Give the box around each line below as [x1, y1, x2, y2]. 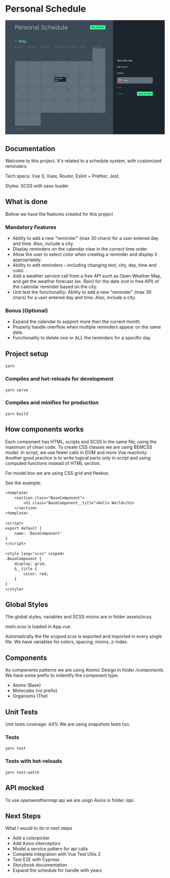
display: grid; [14, 561, 47, 566]
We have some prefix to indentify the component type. [5, 673, 119, 679]
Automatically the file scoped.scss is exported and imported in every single [5, 634, 162, 640]
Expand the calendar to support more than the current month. [12, 319, 141, 325]
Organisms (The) [12, 693, 48, 699]
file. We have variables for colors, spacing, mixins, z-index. [5, 639, 129, 645]
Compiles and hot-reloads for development [5, 375, 114, 382]
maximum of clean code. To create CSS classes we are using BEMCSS [5, 444, 153, 450]
